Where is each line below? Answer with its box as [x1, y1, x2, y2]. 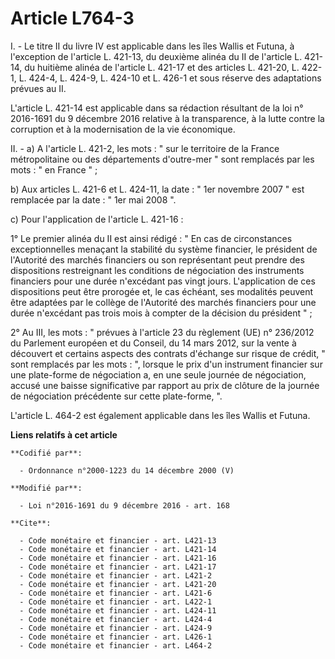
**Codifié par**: [10, 448, 83, 458]
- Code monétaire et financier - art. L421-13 [19, 535, 217, 546]
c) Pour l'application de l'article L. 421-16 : [10, 213, 184, 225]
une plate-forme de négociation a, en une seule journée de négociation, [10, 368, 307, 381]
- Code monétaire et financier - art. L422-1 [19, 597, 213, 607]
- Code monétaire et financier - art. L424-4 [19, 614, 213, 624]
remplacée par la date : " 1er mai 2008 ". [10, 193, 177, 206]
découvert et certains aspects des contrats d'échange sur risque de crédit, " [10, 347, 326, 359]
